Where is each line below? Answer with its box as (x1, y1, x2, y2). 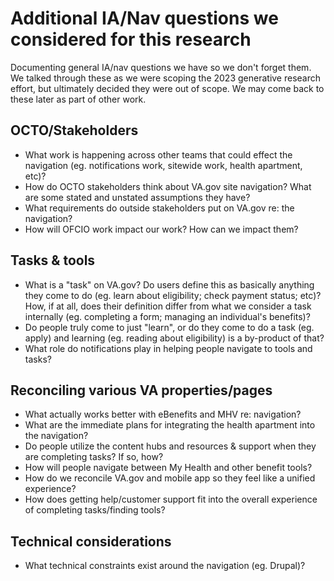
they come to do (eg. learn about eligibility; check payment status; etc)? (24, 289, 322, 301)
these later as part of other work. (10, 93, 147, 105)
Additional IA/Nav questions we (10, 7, 279, 30)
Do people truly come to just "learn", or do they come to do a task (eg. (24, 321, 315, 333)
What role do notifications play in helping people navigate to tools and (24, 342, 313, 354)
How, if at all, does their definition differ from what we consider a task (24, 300, 312, 312)
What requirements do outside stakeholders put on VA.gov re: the (24, 202, 295, 214)
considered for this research (10, 28, 252, 51)
